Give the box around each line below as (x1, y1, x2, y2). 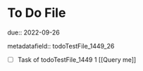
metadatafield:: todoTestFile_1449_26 (7, 41, 115, 50)
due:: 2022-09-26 (7, 28, 60, 37)
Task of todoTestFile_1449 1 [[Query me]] (17, 55, 137, 64)
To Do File (7, 5, 66, 21)
